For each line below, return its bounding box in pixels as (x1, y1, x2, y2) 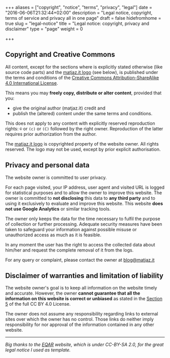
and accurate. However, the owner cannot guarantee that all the (5, 290, 141, 296)
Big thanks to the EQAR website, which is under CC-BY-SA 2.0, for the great (5, 342, 164, 348)
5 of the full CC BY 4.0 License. (5, 301, 71, 307)
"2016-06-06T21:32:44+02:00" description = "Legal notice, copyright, (5, 10, 153, 16)
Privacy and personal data (5, 161, 90, 169)
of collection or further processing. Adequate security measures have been (5, 221, 162, 227)
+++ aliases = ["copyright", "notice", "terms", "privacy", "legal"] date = (5, 5, 153, 10)
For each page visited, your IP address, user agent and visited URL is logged (5, 184, 165, 190)
